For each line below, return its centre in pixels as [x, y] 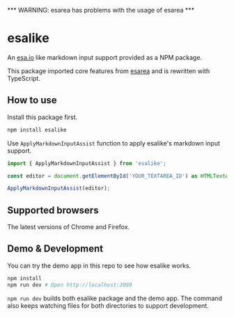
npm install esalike [37, 130]
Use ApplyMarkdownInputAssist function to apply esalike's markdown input [114, 143]
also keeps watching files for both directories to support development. [108, 305]
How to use [32, 100]
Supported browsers [53, 210]
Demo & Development [55, 249]
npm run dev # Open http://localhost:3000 [70, 285]
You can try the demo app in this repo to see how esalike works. [99, 265]
